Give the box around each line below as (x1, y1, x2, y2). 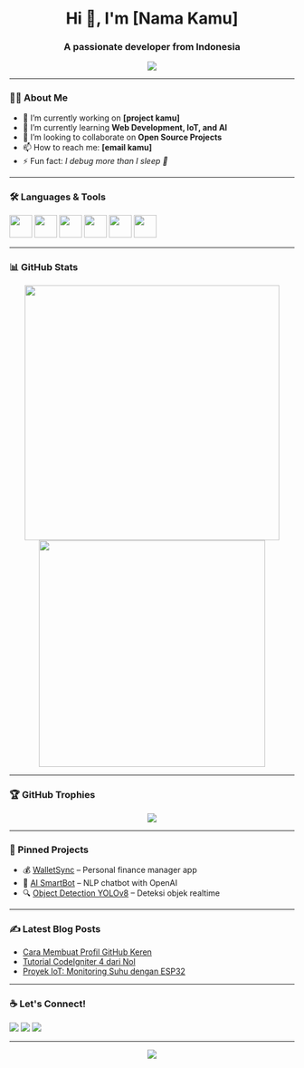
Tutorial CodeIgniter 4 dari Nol (22, 956, 136, 967)
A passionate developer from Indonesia (63, 41, 241, 53)
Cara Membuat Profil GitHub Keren (22, 947, 152, 957)
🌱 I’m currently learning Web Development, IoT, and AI (22, 121, 228, 132)
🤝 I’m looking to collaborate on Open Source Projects (22, 131, 223, 142)
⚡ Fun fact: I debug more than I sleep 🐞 (22, 155, 168, 166)
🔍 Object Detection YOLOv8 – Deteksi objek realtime (22, 888, 220, 898)
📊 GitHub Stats (9, 261, 79, 273)
